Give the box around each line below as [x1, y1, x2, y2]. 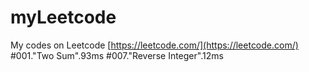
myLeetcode [10, 6, 117, 29]
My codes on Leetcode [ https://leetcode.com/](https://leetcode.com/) [10, 39, 299, 51]
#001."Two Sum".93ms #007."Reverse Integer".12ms [10, 49, 224, 61]
